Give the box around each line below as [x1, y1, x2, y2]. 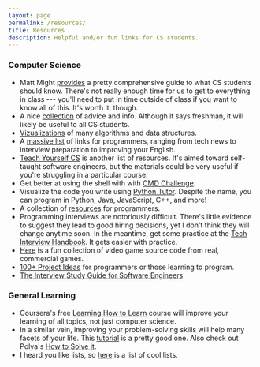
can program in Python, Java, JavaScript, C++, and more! [19, 195, 207, 204]
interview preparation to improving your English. [19, 144, 176, 154]
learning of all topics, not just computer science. [19, 316, 177, 326]
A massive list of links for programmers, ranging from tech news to [19, 136, 236, 146]
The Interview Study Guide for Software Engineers [19, 270, 184, 280]
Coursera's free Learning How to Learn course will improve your [19, 308, 228, 317]
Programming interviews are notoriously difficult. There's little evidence [19, 212, 252, 221]
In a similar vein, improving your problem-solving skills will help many [19, 324, 245, 334]
